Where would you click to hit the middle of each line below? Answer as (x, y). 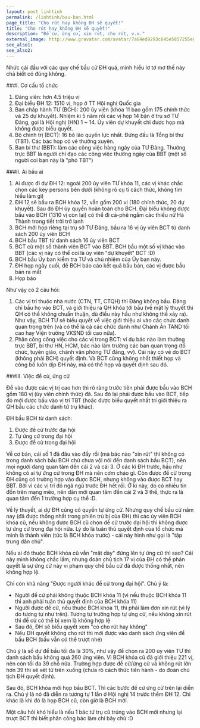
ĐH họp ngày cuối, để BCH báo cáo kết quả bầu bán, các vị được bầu (100, 265)
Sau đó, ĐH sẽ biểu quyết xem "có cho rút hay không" (81, 627)
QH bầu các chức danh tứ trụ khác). (50, 406)
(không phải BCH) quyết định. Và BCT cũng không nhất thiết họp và (98, 358)
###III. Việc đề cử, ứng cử (38, 376)
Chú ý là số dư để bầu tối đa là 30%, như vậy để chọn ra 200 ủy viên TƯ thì (99, 651)
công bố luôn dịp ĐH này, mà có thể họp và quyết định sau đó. (91, 365)
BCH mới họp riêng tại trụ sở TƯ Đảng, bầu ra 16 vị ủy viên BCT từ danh (102, 228)
